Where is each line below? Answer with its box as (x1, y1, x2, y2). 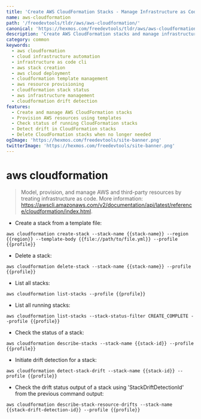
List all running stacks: (14, 301, 71, 309)
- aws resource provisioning (11, 82, 84, 88)
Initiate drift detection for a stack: (14, 356, 97, 363)
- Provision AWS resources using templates (11, 115, 121, 121)
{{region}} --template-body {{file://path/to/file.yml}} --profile (6, 236, 178, 242)
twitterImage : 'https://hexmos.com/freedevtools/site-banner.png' (6, 142, 175, 149)
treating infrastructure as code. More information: (20, 194, 144, 202)
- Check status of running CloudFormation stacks (11, 121, 138, 127)
